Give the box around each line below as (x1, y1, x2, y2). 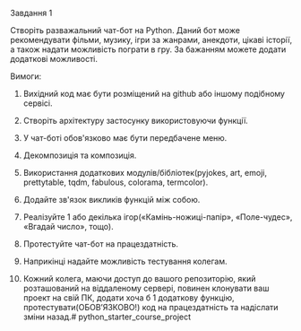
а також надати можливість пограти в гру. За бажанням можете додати (10, 44, 287, 55)
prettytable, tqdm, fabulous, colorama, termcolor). (22, 177, 209, 187)
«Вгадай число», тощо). (22, 222, 115, 231)
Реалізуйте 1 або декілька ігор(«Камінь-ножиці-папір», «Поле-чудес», (22, 212, 293, 222)
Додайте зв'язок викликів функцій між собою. (22, 195, 201, 205)
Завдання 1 (10, 8, 53, 18)
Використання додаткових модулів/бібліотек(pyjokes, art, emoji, (22, 168, 268, 178)
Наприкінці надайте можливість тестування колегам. (22, 256, 228, 266)
